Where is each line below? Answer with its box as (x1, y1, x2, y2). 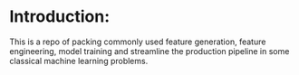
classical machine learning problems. (9, 55, 149, 66)
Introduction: (9, 6, 111, 27)
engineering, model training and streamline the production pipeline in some (9, 45, 290, 56)
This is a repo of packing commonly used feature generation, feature (9, 36, 266, 47)
